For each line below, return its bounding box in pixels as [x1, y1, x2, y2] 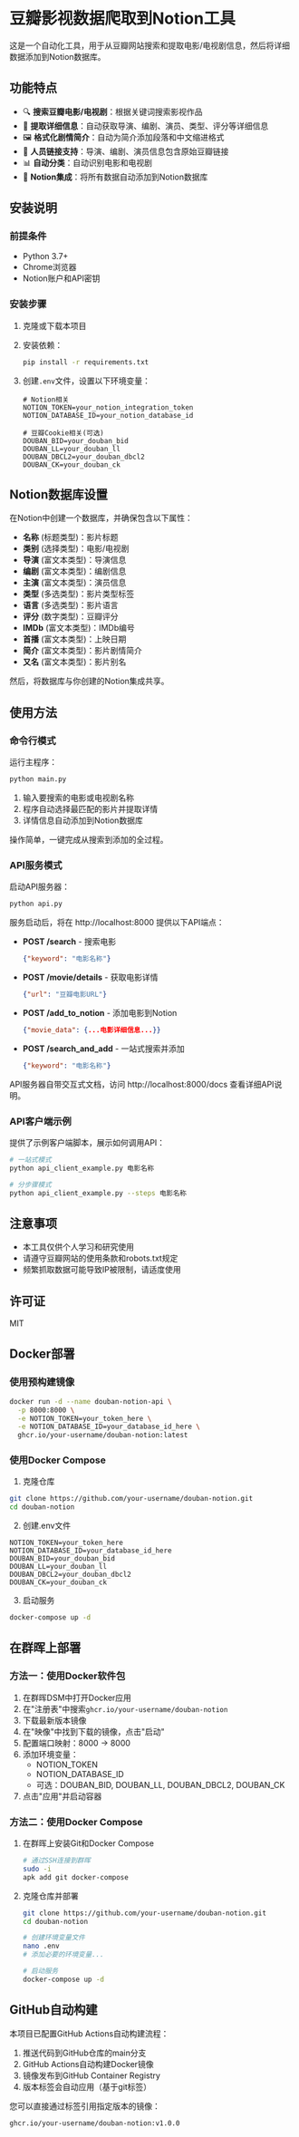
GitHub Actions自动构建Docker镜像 [22, 2058, 154, 2069]
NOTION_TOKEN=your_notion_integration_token [22, 402, 194, 412]
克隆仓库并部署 [22, 1890, 79, 1901]
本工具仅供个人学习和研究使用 [22, 1242, 134, 1252]
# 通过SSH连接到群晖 [22, 1856, 91, 1865]
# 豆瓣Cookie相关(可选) [22, 428, 104, 438]
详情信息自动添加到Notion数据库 [22, 815, 143, 826]
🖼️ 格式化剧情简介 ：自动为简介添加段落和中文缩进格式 [22, 131, 225, 142]
